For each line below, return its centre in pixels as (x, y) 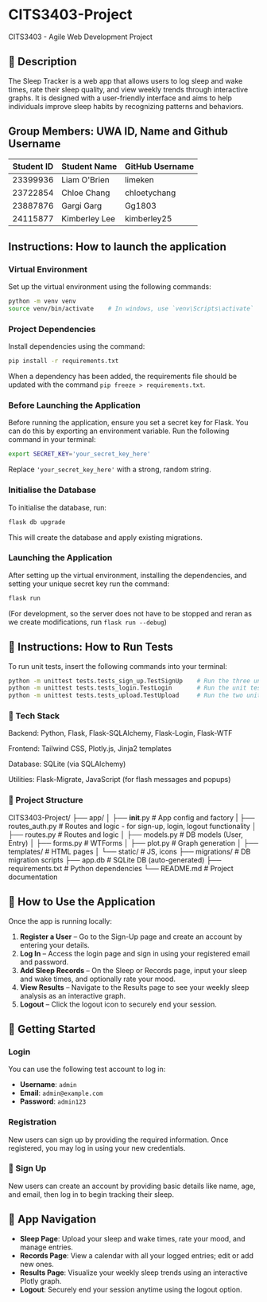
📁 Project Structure (46, 800)
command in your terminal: (52, 440)
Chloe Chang (86, 193)
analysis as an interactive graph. (73, 995)
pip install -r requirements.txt (64, 361)
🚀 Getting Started (52, 1029)
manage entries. (46, 1247)
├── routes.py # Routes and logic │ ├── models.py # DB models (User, (126, 835)
